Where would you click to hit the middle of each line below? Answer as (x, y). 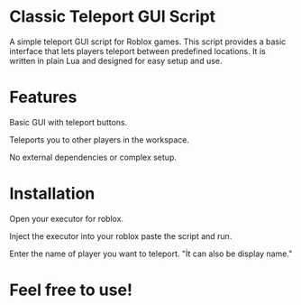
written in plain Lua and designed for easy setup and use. (116, 60)
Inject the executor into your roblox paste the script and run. (121, 236)
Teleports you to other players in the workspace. (99, 139)
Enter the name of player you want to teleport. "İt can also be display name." (151, 254)
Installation (52, 194)
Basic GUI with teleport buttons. (68, 122)
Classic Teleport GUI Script (113, 17)
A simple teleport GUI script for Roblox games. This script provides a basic (148, 42)
